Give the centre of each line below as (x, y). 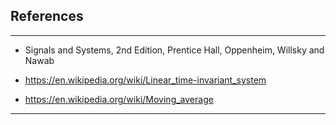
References (47, 16)
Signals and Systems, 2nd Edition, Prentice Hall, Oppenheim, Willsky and (174, 50)
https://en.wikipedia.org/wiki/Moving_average (119, 99)
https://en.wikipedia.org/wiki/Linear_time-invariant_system (145, 80)
